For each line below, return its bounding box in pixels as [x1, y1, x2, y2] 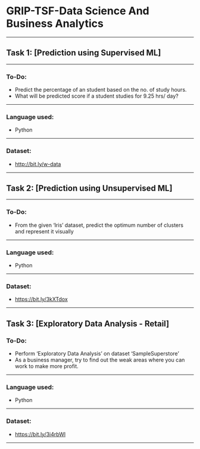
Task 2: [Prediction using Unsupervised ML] [6, 183, 173, 194]
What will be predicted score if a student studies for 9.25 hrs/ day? [14, 92, 179, 99]
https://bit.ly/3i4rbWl [14, 431, 66, 438]
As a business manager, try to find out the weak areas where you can [14, 356, 185, 364]
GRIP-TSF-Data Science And [6, 4, 150, 18]
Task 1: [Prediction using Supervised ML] [6, 48, 161, 58]
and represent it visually [14, 227, 74, 235]
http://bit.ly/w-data [14, 160, 61, 167]
